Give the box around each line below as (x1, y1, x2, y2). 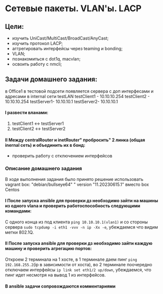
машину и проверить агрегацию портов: (5, 246, 92, 252)
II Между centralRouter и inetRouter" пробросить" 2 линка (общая (5, 137, 145, 143)
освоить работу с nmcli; (12, 61, 62, 67)
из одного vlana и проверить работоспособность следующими (5, 203, 140, 209)
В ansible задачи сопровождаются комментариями (5, 283, 116, 289)
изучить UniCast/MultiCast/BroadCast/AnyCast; (12, 35, 109, 41)
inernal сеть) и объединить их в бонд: (5, 142, 86, 148)
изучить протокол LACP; (12, 40, 63, 46)
